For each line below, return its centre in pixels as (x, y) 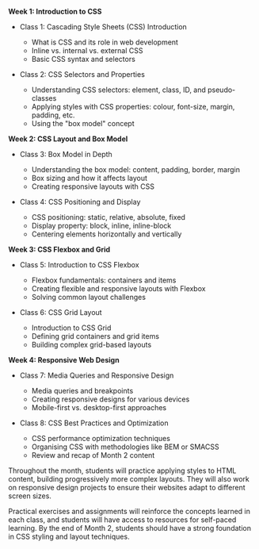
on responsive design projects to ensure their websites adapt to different (127, 488)
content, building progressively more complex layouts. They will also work (129, 479)
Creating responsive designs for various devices (110, 399)
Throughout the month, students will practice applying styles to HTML (122, 470)
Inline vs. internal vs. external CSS (87, 50)
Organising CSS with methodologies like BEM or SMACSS (125, 447)
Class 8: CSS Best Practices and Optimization (94, 423)
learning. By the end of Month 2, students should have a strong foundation (130, 528)
